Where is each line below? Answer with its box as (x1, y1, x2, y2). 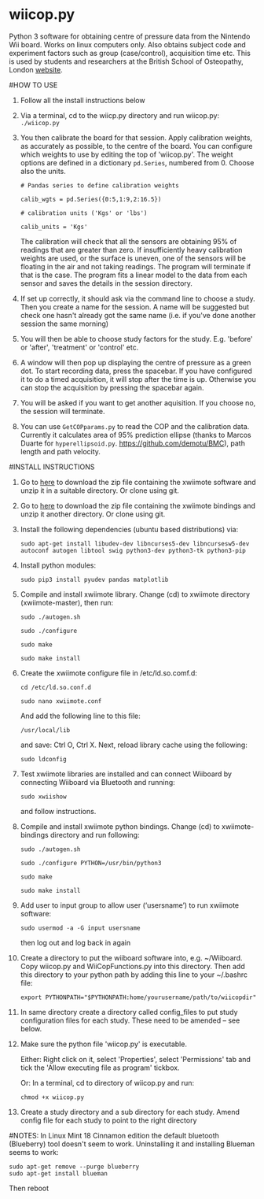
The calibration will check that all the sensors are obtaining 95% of (20, 236, 237, 246)
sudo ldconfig (20, 755, 67, 763)
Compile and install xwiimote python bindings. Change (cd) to (20, 821, 221, 831)
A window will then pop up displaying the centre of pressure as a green (20, 357, 251, 367)
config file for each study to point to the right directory (20, 1116, 197, 1125)
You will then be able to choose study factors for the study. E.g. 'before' (20, 334, 254, 343)
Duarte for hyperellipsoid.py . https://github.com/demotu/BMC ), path (20, 439, 246, 448)
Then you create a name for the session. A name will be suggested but (20, 302, 250, 312)
